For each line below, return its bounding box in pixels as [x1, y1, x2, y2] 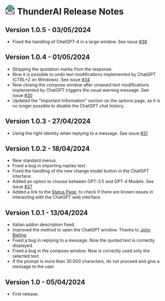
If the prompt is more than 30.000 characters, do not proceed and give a [12, 259, 160, 264]
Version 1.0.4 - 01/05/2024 [5, 53, 90, 61]
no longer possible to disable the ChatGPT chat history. [12, 103, 125, 109]
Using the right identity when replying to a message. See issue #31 [12, 130, 148, 136]
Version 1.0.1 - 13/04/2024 [5, 208, 88, 217]
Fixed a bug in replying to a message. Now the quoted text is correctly [12, 237, 155, 243]
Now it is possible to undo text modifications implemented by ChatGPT [12, 71, 156, 77]
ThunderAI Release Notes [17, 6, 124, 17]
